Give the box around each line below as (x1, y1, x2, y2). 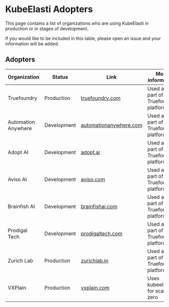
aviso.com (80, 175, 106, 182)
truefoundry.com (80, 94, 121, 101)
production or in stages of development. (5, 25, 89, 31)
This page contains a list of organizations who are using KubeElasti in (5, 20, 149, 26)
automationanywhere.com (80, 121, 142, 129)
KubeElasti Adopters (5, 4, 93, 15)
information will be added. (5, 40, 59, 46)
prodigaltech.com (80, 230, 123, 237)
